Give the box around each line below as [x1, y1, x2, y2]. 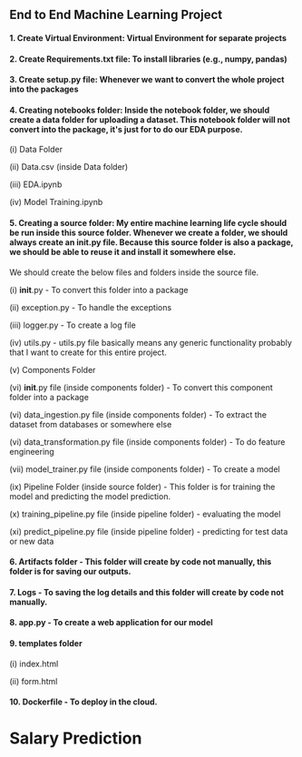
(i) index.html [9, 658, 59, 669]
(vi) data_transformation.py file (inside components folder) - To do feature [9, 436, 286, 447]
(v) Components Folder [9, 364, 96, 375]
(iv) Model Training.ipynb [9, 197, 103, 208]
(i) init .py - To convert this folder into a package [9, 284, 189, 295]
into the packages [9, 84, 79, 94]
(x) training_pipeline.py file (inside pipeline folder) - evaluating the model [9, 508, 281, 519]
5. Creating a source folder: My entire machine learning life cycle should [9, 217, 287, 228]
